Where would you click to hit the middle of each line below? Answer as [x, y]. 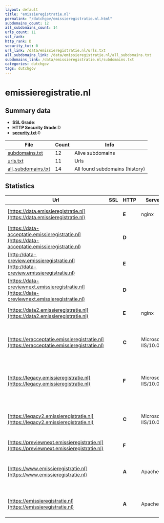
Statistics [20, 186]
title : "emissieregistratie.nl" [38, 14]
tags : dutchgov [20, 69]
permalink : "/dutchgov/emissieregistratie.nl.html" [59, 19]
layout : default [21, 10]
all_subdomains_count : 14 [31, 28]
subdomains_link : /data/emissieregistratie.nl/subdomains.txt [70, 60]
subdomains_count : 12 [27, 23]
